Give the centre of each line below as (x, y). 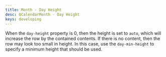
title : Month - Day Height (33, 10)
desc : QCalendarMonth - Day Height (43, 14)
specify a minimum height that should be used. (54, 49)
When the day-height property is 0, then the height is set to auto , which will (83, 33)
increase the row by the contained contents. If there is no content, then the (83, 38)
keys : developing (23, 19)
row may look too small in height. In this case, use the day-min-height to (80, 44)
